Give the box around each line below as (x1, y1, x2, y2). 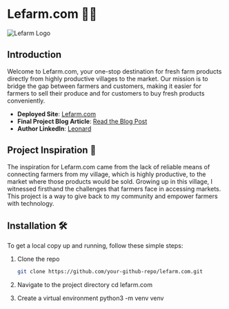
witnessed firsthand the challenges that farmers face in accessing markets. (7, 184, 221, 193)
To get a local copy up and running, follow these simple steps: (7, 242, 183, 250)
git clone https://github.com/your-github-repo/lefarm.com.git (17, 268, 203, 275)
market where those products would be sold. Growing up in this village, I (7, 177, 212, 185)
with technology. (7, 199, 54, 207)
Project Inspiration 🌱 (7, 145, 97, 156)
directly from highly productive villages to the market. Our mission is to (7, 74, 208, 83)
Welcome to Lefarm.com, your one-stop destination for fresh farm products (7, 67, 222, 75)
